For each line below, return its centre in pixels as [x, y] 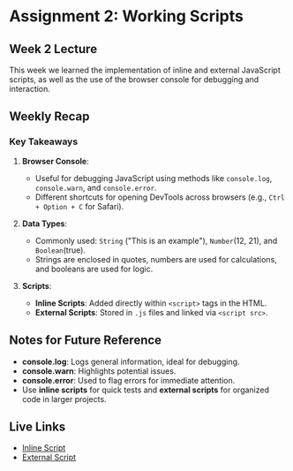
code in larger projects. [64, 399]
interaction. [30, 89]
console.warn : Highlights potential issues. [99, 371]
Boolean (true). [60, 250]
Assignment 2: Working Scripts [127, 16]
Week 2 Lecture [53, 49]
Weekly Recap [49, 117]
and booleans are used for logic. [94, 269]
